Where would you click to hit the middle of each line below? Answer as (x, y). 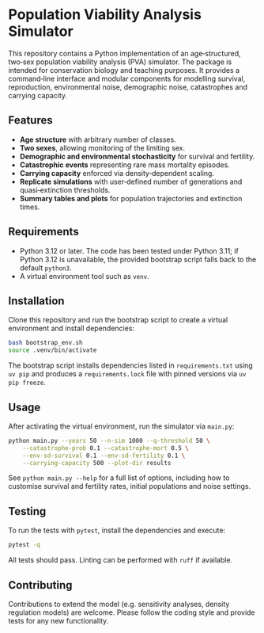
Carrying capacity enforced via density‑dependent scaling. (117, 173)
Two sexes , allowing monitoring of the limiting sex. (102, 147)
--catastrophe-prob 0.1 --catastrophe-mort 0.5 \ (106, 448)
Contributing (40, 585)
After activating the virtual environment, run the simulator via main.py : (121, 426)
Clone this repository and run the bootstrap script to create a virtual (118, 320)
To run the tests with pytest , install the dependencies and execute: (117, 530)
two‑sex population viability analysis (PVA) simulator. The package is (120, 62)
